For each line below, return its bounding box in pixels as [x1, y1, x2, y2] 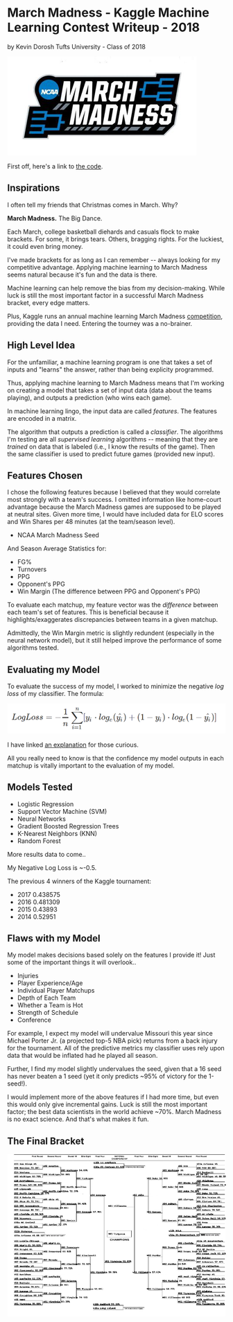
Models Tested [7, 781, 73, 793]
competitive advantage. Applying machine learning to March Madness [7, 263, 208, 271]
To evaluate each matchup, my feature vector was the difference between [7, 601, 218, 609]
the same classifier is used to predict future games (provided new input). [7, 449, 215, 458]
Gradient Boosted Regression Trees [17, 821, 119, 830]
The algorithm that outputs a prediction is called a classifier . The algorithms [7, 428, 223, 436]
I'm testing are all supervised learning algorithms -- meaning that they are [7, 435, 218, 443]
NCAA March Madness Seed [17, 531, 99, 539]
